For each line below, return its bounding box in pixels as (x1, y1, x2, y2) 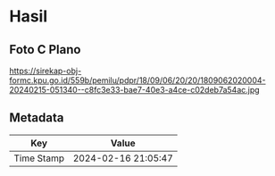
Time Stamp (13, 152, 65, 164)
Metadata (9, 110, 64, 126)
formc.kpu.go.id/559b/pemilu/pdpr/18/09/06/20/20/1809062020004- (9, 75, 266, 86)
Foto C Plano (9, 42, 81, 57)
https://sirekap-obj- (9, 65, 82, 76)
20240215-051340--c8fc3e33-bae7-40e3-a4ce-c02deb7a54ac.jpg (9, 85, 261, 95)
